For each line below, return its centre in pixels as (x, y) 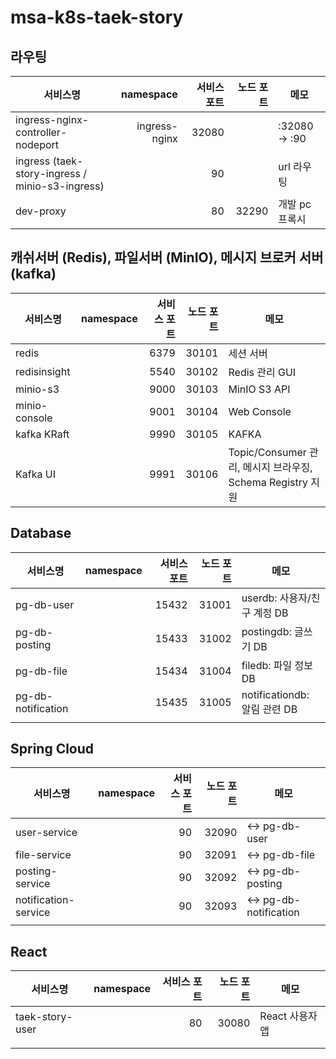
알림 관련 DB (269, 709)
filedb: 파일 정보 (277, 665)
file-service (43, 855)
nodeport (37, 144)
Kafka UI (35, 474)
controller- (41, 132)
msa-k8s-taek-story (97, 17)
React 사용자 (288, 1016)
